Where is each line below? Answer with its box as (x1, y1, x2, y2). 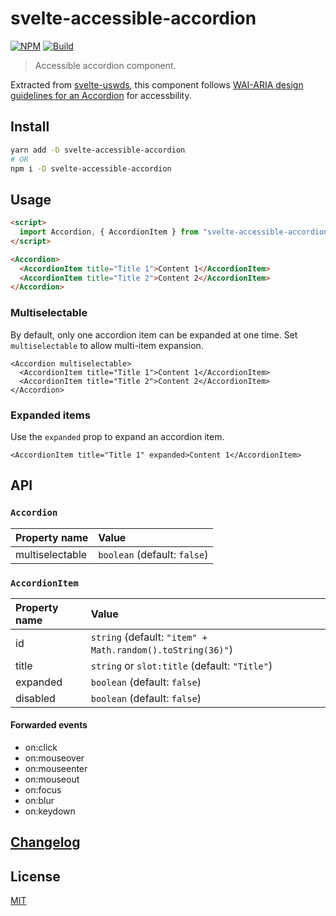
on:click (24, 742, 58, 754)
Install (10, 118, 50, 136)
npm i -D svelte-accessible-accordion (10, 163, 172, 174)
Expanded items (10, 408, 91, 422)
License (10, 868, 61, 885)
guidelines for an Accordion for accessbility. (10, 89, 192, 101)
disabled (15, 691, 56, 705)
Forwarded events (10, 719, 88, 731)
